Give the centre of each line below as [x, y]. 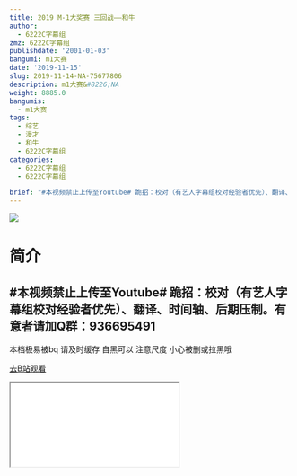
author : [24, 26]
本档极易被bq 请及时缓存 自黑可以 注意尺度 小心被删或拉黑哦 [121, 349]
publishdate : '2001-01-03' [60, 51]
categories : [31, 159]
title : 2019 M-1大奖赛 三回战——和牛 [72, 18]
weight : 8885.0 [38, 93]
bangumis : [28, 101]
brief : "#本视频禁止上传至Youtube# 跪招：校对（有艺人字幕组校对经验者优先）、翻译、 [151, 193]
